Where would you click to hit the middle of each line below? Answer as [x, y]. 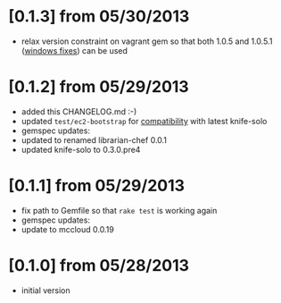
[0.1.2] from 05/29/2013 [99, 87]
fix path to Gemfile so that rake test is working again [119, 210]
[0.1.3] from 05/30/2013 [99, 17]
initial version [45, 290]
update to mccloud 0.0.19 [68, 229]
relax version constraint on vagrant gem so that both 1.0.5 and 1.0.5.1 [147, 41]
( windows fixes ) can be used [74, 50]
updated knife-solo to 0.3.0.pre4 [81, 149]
